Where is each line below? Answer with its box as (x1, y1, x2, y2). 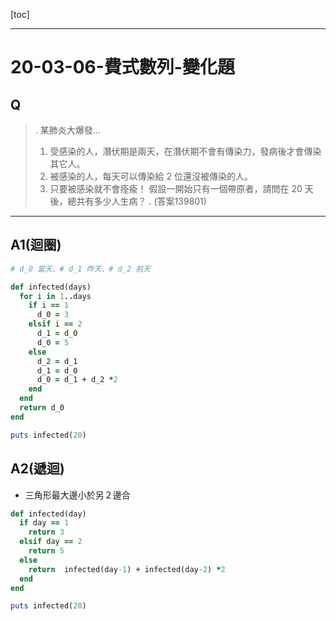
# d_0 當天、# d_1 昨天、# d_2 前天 (10, 264, 151, 274)
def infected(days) (10, 282, 92, 292)
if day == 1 (19, 518, 70, 528)
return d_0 (19, 403, 65, 413)
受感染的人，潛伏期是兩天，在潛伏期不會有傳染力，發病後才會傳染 (49, 145, 322, 157)
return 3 (28, 527, 65, 538)
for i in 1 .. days (19, 291, 92, 301)
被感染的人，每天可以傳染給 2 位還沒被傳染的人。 (49, 170, 254, 182)
